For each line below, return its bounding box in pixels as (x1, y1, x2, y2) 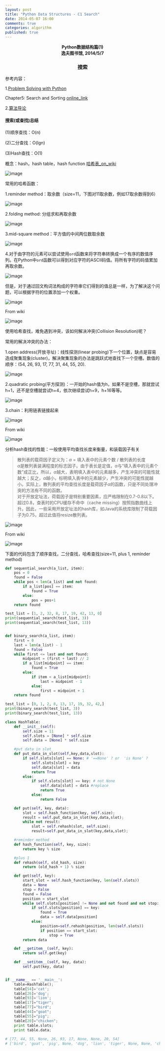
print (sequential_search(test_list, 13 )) (5, 620, 91, 625)
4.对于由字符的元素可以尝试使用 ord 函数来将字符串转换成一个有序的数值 (5, 251, 149, 257)
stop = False (23, 887, 50, 892)
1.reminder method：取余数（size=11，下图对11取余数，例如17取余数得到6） (5, 191, 158, 197)
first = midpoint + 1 (40, 688, 84, 693)
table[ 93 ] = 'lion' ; (14, 996, 52, 1000)
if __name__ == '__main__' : (5, 977, 63, 982)
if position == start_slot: (40, 928, 98, 933)
